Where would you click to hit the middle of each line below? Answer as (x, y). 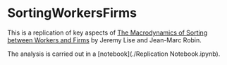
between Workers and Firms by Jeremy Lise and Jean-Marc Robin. (105, 40)
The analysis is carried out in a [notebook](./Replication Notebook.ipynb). (114, 54)
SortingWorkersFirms (72, 13)
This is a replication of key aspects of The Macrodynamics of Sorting (108, 32)
